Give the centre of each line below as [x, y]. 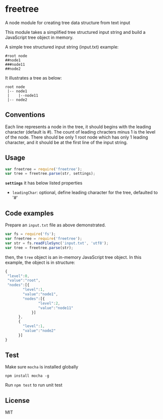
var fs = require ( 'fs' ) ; [30, 234]
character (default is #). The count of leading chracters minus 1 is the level [80, 132]
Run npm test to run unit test [34, 385]
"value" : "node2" [39, 331]
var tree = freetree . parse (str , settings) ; [50, 174]
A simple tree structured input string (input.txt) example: [62, 47]
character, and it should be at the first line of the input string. [67, 142]
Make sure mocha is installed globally [42, 367]
